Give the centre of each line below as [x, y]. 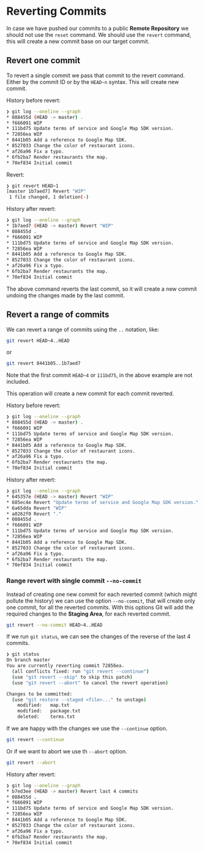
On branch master [28, 660]
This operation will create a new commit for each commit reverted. [90, 394]
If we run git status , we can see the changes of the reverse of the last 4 [99, 636]
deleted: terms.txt [46, 717]
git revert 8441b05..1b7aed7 [43, 364]
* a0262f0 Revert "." [34, 514]
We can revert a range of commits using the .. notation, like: [83, 329]
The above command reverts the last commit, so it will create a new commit [102, 289]
